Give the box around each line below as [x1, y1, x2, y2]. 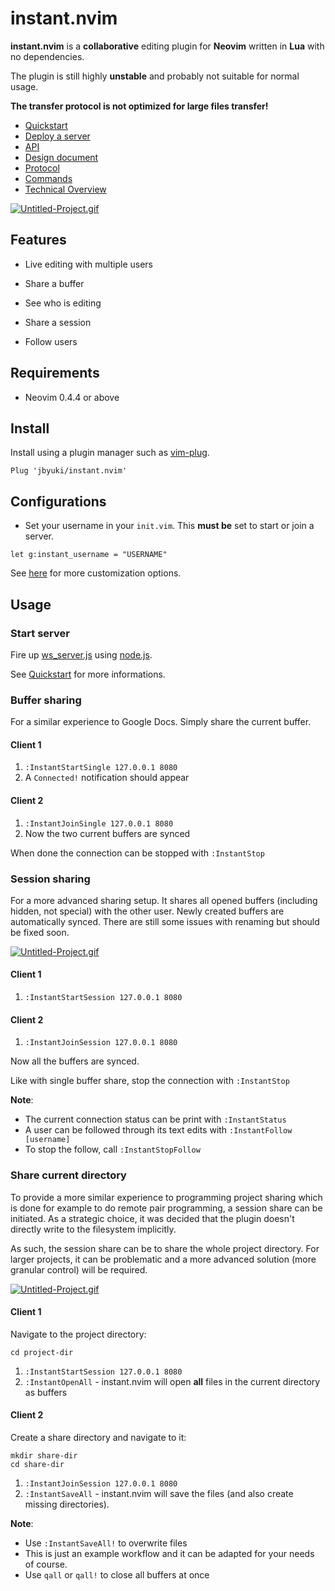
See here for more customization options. [10, 567, 182, 579]
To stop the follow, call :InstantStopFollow [24, 1143, 201, 1156]
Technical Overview [24, 183, 107, 195]
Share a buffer [24, 277, 85, 289]
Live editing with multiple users [24, 258, 153, 270]
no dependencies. [10, 50, 85, 62]
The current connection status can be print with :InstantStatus [24, 1113, 287, 1126]
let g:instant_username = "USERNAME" [10, 550, 168, 560]
